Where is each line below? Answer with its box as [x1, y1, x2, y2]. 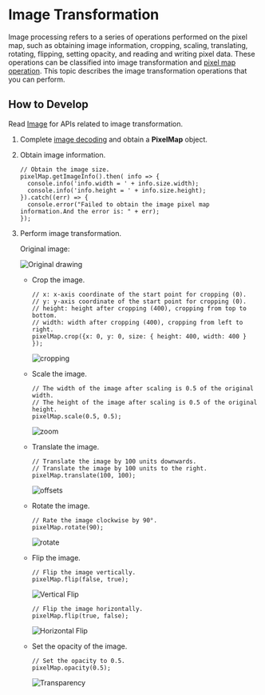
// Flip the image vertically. [31, 568, 136, 577]
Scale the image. [31, 369, 88, 378]
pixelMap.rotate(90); [31, 523, 104, 531]
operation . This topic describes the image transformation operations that [8, 66, 247, 75]
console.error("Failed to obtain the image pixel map [27, 200, 210, 209]
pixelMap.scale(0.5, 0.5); [31, 412, 122, 421]
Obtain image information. [19, 150, 106, 159]
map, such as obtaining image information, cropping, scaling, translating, [8, 40, 248, 50]
